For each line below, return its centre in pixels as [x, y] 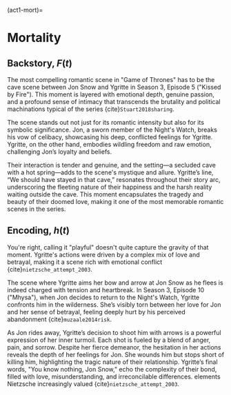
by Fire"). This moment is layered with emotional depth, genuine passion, [111, 94]
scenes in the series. [37, 209]
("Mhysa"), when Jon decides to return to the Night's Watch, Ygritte [103, 297]
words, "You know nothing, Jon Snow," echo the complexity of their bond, [112, 369]
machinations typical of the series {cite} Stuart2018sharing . [91, 109]
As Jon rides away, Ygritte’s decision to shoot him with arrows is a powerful [114, 332]
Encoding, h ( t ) [39, 231]
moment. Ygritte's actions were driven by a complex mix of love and [103, 254]
